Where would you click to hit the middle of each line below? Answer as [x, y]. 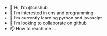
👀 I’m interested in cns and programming [52, 13]
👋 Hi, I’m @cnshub [29, 8]
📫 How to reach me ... [33, 28]
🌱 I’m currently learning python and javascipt [56, 18]
